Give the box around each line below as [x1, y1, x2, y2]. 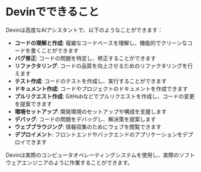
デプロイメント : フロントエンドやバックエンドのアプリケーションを [14, 131, 183, 138]
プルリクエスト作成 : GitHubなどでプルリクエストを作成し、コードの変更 [14, 92, 195, 100]
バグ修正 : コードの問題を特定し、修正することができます [14, 54, 156, 62]
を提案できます [14, 100, 52, 107]
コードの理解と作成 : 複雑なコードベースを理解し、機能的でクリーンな [14, 39, 188, 46]
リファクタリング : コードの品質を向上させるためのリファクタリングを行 [14, 62, 193, 70]
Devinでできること [5, 5, 100, 19]
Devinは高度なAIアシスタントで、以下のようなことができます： [5, 26, 163, 34]
